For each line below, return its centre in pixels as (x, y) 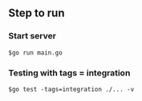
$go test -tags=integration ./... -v (71, 89)
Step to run (37, 13)
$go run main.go (35, 53)
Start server (32, 36)
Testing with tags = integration (69, 73)
